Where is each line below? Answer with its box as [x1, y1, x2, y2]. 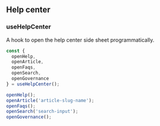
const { [6, 48, 26, 54]
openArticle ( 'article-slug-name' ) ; [6, 97, 95, 103]
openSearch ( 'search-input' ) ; [6, 109, 79, 115]
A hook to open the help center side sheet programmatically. [6, 36, 155, 44]
